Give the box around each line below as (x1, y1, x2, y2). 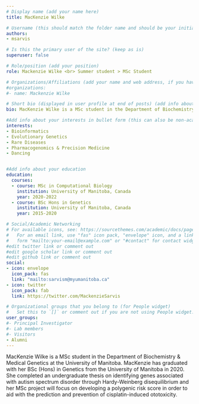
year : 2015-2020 (17, 210, 57, 217)
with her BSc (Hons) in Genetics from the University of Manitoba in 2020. (6, 366, 185, 373)
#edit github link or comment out (6, 254, 92, 260)
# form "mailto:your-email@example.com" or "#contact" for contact (6, 238, 182, 244)
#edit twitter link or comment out (6, 243, 94, 250)
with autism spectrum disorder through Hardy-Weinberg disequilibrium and (6, 378, 190, 386)
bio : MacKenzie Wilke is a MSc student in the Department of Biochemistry (6, 106, 195, 113)
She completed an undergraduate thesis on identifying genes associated (6, 372, 184, 379)
